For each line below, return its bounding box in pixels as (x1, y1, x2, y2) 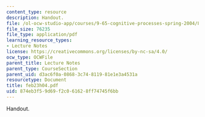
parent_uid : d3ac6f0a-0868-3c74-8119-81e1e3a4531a (6, 71, 138, 77)
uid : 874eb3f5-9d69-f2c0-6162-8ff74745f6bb (6, 88, 119, 94)
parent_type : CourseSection (6, 65, 78, 72)
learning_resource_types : (6, 37, 72, 43)
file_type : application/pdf (6, 32, 78, 38)
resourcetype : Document (6, 77, 67, 83)
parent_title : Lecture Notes (6, 60, 81, 66)
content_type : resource (6, 9, 67, 15)
